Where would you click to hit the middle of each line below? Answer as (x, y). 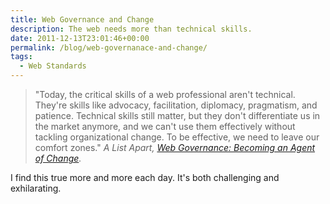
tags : (21, 57)
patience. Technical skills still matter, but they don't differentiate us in (177, 115)
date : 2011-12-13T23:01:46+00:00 (80, 38)
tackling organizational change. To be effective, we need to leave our (177, 137)
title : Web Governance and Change (82, 19)
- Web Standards (53, 66)
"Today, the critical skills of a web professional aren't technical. (165, 94)
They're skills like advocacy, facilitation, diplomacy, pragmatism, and (176, 105)
